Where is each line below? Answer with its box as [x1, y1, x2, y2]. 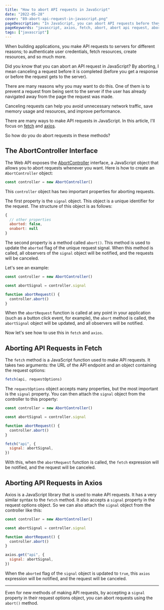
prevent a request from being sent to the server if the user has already [5, 89, 146, 94]
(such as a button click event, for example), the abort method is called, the [5, 315, 155, 321]
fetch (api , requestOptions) [5, 377, 62, 382]
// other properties [9, 217, 51, 222]
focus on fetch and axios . [5, 123, 56, 129]
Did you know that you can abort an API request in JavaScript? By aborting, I [5, 63, 159, 69]
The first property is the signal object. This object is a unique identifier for [5, 198, 155, 204]
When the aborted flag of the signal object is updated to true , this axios [5, 570, 150, 576]
